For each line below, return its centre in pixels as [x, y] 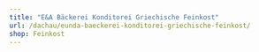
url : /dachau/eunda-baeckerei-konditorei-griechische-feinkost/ [130, 26]
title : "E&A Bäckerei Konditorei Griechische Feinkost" [114, 17]
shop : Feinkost [37, 33]
